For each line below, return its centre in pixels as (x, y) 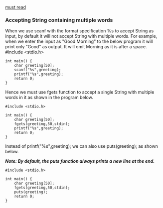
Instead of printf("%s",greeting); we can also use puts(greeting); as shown (81, 146)
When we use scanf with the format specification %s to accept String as (80, 31)
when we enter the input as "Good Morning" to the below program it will (79, 41)
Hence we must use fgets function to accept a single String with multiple (80, 92)
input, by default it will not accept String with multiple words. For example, (81, 36)
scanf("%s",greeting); (38, 70)
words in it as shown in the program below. (49, 98)
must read (16, 7)
